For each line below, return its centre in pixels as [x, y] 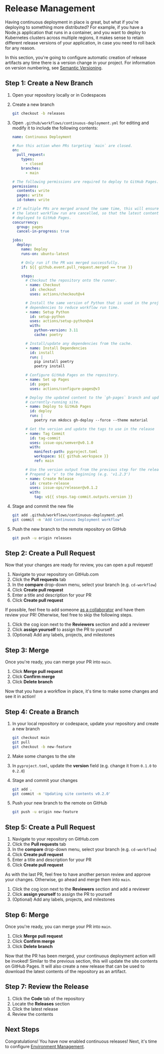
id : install [42, 353]
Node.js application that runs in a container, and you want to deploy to [76, 32]
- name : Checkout [43, 285]
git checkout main [31, 738]
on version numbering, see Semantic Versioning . [54, 68]
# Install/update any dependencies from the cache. [79, 343]
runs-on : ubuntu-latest [45, 254]
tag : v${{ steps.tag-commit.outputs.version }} [83, 497]
